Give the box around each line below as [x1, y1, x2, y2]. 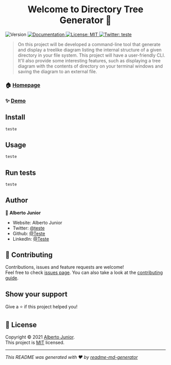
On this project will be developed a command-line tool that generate [17, 41, 161, 47]
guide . [5, 275, 19, 281]
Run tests [5, 168, 36, 177]
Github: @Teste [12, 230, 45, 236]
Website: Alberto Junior [12, 219, 63, 225]
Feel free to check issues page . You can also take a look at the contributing [5, 269, 163, 276]
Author [5, 196, 28, 205]
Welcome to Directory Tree [27, 4, 144, 15]
